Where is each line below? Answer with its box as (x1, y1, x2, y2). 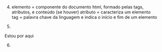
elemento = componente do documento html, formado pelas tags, (11, 4, 144, 10)
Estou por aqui (4, 33, 34, 39)
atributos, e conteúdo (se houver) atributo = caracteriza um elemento (11, 9, 151, 15)
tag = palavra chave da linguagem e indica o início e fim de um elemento (11, 14, 158, 20)
